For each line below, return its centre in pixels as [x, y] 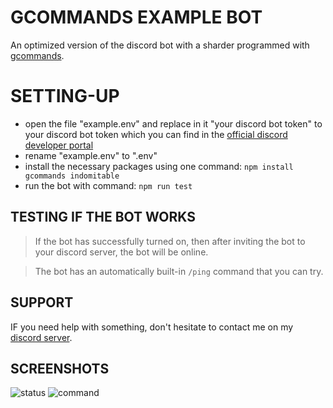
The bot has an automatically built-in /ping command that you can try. [179, 271]
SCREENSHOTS [60, 368]
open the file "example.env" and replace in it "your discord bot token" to [173, 123]
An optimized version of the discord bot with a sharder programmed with [160, 45]
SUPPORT [42, 302]
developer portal [59, 145]
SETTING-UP [65, 96]
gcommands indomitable [72, 176]
